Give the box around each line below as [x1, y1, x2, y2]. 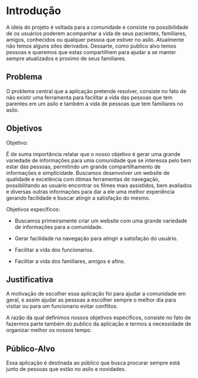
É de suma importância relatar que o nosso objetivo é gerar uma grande [6, 150, 181, 157]
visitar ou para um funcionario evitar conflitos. [6, 303, 118, 310]
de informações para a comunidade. [14, 223, 103, 230]
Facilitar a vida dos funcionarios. [14, 246, 94, 253]
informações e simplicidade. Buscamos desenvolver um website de [6, 169, 170, 176]
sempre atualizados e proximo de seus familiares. [6, 55, 127, 62]
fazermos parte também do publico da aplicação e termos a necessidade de [6, 320, 192, 327]
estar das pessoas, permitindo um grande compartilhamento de [6, 163, 161, 170]
